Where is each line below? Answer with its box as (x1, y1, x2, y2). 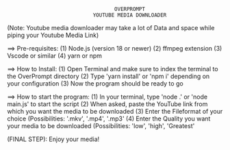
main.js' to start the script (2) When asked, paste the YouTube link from (7, 100, 208, 108)
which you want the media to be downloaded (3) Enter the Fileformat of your (7, 108, 223, 115)
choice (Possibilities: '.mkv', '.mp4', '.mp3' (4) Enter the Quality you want (7, 114, 211, 123)
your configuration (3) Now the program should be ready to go (7, 79, 183, 88)
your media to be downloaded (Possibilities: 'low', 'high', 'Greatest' (7, 122, 195, 129)
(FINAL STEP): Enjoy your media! (7, 135, 100, 143)
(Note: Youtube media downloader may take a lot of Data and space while (7, 24, 215, 32)
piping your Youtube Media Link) (7, 31, 99, 39)
